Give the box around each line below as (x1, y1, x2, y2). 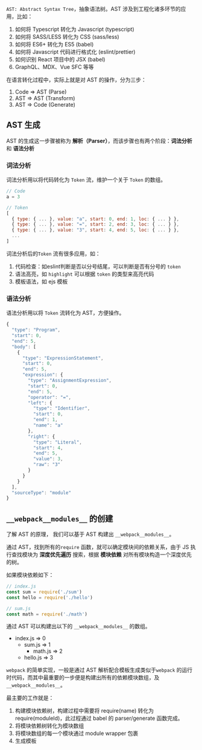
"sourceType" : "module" (11, 489, 71, 496)
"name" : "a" (33, 422, 63, 428)
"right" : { (28, 433, 55, 439)
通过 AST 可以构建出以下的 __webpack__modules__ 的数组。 (6, 623, 151, 630)
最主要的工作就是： (6, 694, 54, 702)
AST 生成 (6, 120, 40, 130)
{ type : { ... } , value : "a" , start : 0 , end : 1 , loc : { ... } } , (11, 216, 180, 222)
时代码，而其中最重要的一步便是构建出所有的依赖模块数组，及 (6, 674, 160, 681)
